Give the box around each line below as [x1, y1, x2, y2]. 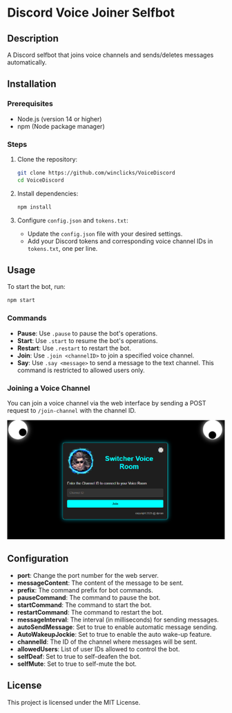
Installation [7, 78, 57, 90]
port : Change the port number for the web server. [17, 571, 159, 579]
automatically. [7, 58, 47, 67]
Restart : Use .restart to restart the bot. [17, 344, 131, 352]
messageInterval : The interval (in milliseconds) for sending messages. [17, 615, 220, 624]
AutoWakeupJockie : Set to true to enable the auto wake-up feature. [17, 630, 212, 638]
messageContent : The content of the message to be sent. [17, 579, 184, 587]
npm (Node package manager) [17, 122, 105, 130]
